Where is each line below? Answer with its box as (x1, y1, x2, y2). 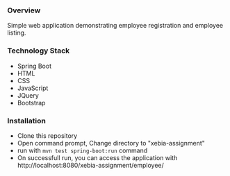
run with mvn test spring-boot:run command (17, 146, 148, 155)
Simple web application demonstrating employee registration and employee (7, 21, 224, 30)
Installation (7, 116, 47, 125)
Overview (7, 6, 41, 15)
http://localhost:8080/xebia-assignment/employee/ (17, 161, 165, 169)
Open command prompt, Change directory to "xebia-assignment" (17, 139, 205, 147)
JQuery (17, 91, 40, 99)
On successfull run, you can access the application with (17, 153, 178, 161)
